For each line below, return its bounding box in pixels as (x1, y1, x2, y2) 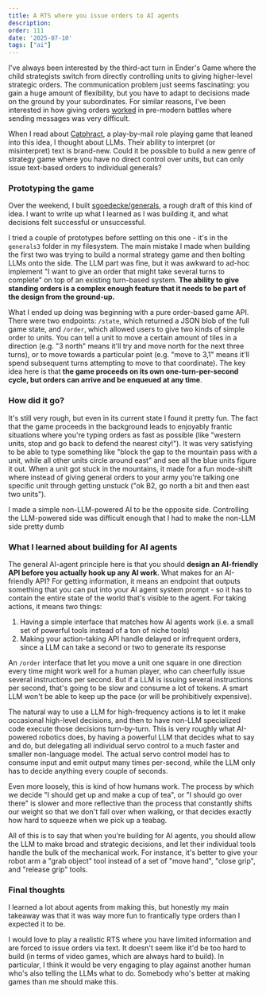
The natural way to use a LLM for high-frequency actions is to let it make (8, 707, 246, 716)
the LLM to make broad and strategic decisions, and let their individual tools (8, 840, 256, 849)
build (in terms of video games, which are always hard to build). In (8, 952, 225, 961)
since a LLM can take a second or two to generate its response (19, 643, 226, 652)
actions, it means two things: (8, 602, 102, 612)
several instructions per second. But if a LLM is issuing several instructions (8, 675, 253, 685)
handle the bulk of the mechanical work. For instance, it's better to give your (8, 848, 258, 857)
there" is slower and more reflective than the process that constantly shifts (8, 798, 253, 808)
